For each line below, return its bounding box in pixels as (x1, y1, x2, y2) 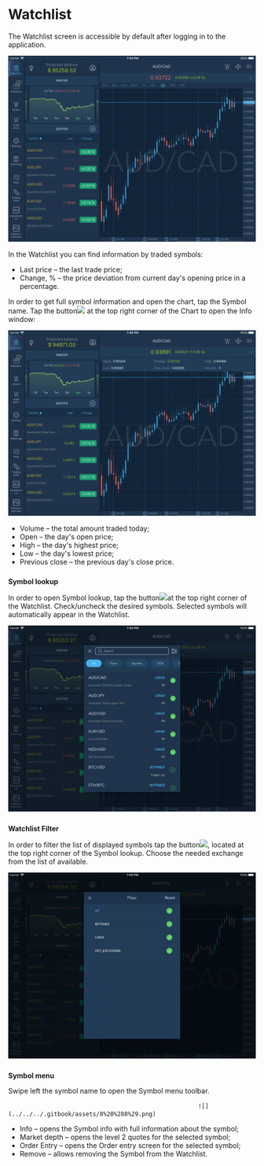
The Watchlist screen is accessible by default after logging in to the (8, 31, 226, 41)
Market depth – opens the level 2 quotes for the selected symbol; (19, 1132, 231, 1142)
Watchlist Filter (8, 824, 59, 834)
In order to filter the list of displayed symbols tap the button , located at (8, 840, 244, 850)
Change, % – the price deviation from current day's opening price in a (19, 273, 246, 283)
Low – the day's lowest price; (19, 549, 115, 558)
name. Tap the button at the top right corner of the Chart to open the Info (8, 305, 252, 316)
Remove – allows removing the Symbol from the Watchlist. (19, 1149, 208, 1158)
